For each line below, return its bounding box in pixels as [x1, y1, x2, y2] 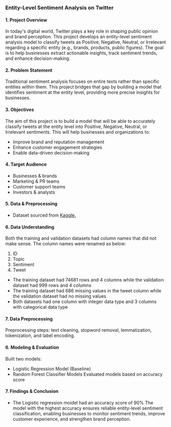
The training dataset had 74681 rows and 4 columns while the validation [12, 277, 164, 283]
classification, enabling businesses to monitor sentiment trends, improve [12, 410, 165, 416]
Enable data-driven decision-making [12, 150, 90, 156]
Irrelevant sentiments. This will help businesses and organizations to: [5, 129, 151, 135]
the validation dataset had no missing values [12, 293, 106, 300]
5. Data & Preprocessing [5, 201, 58, 207]
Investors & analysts [12, 189, 55, 195]
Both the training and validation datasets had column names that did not [5, 235, 157, 242]
